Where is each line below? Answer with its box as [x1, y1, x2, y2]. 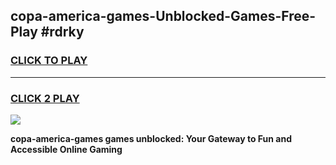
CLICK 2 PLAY [10, 91, 80, 105]
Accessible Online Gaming [10, 143, 123, 155]
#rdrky [40, 24, 85, 41]
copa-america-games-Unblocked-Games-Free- [10, 8, 317, 25]
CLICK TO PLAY [10, 54, 88, 68]
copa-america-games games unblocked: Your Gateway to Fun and [10, 132, 292, 144]
